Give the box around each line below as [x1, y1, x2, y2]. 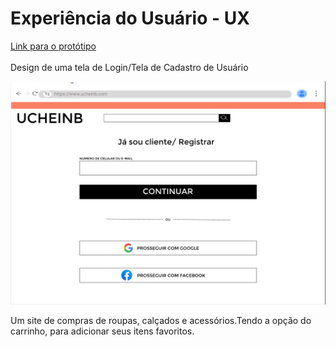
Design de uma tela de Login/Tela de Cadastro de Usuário [10, 61, 249, 73]
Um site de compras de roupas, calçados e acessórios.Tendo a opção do [10, 315, 312, 327]
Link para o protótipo [10, 40, 97, 52]
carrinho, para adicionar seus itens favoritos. [10, 325, 195, 337]
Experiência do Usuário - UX [10, 7, 250, 30]
